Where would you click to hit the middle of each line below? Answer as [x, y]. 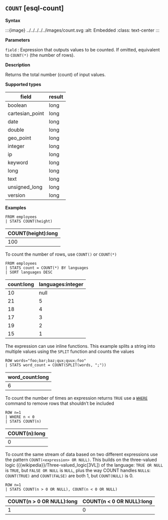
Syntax [13, 20]
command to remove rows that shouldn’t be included [60, 403]
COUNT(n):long [27, 433]
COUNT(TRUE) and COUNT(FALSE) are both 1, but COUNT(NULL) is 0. [69, 476]
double [16, 129]
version [17, 195]
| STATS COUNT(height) [29, 221]
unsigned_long [25, 187]
